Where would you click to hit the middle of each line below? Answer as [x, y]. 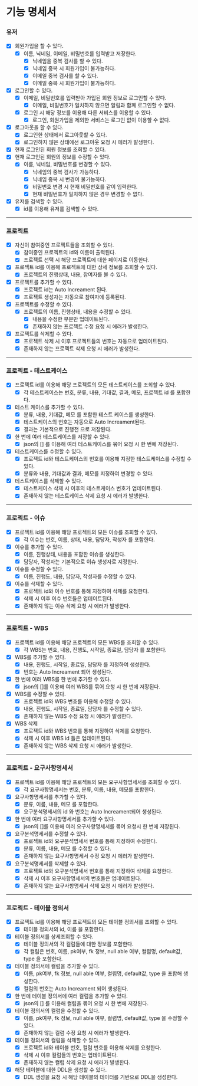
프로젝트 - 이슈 [26, 518]
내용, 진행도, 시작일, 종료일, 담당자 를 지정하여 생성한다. [87, 664]
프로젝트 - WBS [27, 628]
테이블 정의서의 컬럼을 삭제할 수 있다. [57, 1040]
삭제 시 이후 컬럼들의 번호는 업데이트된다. [71, 1055]
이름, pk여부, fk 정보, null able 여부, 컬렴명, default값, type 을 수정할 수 [106, 1018]
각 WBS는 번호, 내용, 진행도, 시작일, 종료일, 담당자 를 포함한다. [95, 649]
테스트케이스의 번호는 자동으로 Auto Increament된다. [85, 422]
